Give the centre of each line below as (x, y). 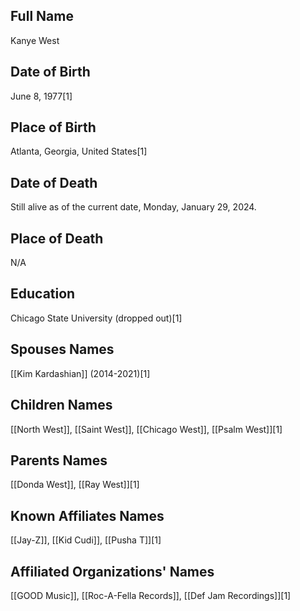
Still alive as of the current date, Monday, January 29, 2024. (133, 207)
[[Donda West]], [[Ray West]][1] (75, 485)
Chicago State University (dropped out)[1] (96, 318)
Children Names (61, 405)
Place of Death (57, 238)
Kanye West (35, 40)
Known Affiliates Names (87, 515)
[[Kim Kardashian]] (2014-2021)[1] (80, 373)
